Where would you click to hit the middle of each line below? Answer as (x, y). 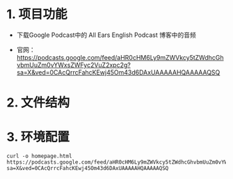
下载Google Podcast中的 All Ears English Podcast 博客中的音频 (106, 35)
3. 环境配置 (38, 137)
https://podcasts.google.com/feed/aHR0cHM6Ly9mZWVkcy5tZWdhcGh (120, 57)
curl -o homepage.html (39, 156)
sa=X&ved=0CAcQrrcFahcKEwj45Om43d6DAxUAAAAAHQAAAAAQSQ (118, 72)
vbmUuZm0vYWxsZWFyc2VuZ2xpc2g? (74, 65)
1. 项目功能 (37, 14)
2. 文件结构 (38, 103)
